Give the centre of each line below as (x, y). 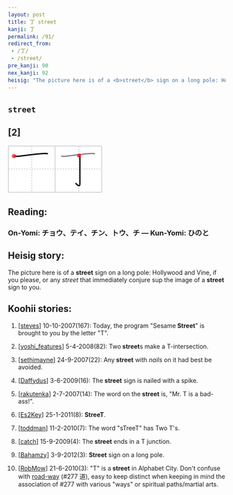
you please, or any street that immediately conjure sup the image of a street (116, 279)
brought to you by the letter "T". (63, 333)
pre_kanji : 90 (28, 66)
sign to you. (25, 287)
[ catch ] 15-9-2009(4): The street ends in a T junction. (94, 441)
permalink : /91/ (31, 37)
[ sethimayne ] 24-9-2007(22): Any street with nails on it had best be (115, 359)
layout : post (27, 15)
